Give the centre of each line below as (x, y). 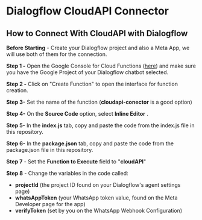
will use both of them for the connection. (57, 54)
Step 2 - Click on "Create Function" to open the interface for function (92, 84)
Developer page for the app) (50, 204)
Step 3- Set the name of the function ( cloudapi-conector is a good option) (99, 102)
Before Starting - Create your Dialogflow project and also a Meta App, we (98, 48)
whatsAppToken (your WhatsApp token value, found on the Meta (96, 198)
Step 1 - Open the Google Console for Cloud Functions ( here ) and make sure (101, 66)
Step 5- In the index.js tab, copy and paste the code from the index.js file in (100, 125)
